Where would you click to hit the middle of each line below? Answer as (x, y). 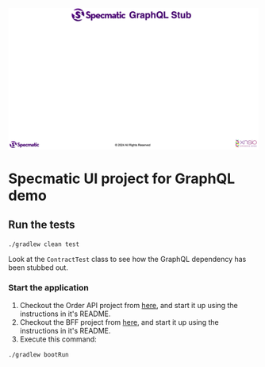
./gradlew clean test (44, 244)
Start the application (48, 288)
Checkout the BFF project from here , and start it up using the (119, 322)
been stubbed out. (38, 267)
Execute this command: (58, 339)
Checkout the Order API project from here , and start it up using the (129, 305)
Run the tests (42, 225)
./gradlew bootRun (38, 354)
